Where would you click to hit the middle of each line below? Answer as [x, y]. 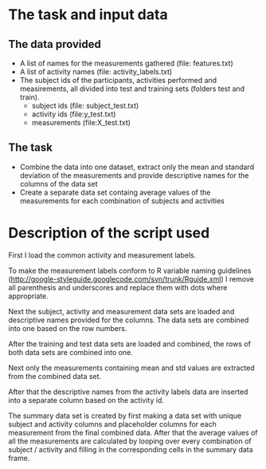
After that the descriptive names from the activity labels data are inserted [128, 392]
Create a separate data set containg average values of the [115, 192]
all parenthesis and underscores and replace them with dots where [118, 287]
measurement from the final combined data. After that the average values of [133, 432]
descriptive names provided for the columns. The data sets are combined [129, 320]
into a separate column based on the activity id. [86, 400]
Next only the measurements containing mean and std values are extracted [131, 368]
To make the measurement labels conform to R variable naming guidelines [130, 270]
